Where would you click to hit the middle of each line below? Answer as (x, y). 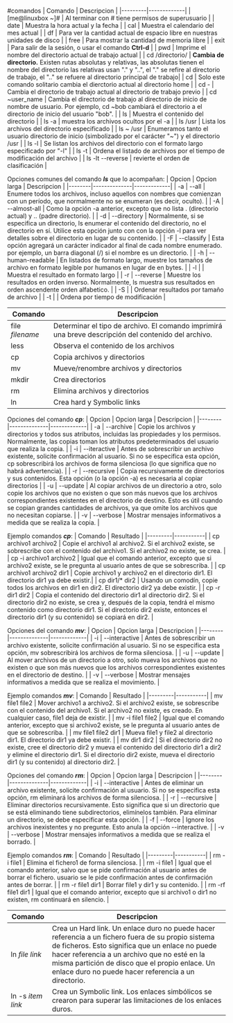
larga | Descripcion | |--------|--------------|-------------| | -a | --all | (106, 186)
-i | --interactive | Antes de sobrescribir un (155, 638)
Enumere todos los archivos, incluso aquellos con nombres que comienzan (114, 194)
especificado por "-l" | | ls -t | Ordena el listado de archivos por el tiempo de (116, 151)
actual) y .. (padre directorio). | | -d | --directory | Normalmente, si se (106, 216)
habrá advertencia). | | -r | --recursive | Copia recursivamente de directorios (116, 471)
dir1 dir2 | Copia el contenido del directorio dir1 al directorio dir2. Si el (106, 595)
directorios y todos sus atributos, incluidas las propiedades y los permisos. (114, 434)
